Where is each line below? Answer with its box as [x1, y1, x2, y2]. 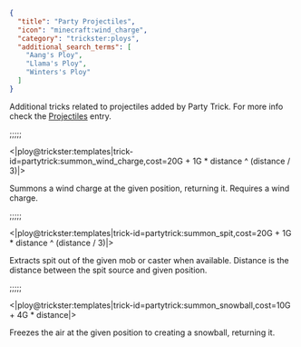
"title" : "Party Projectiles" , [17, 16, 136, 26]
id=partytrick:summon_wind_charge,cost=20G [9, 155, 184, 166]
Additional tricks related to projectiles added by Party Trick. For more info [9, 101, 284, 112]
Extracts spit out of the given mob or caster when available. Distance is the [9, 254, 289, 265]
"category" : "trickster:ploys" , [17, 34, 141, 43]
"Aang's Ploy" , [25, 51, 83, 60]
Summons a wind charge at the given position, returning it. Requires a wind [9, 183, 290, 193]
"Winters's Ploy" [25, 68, 92, 77]
